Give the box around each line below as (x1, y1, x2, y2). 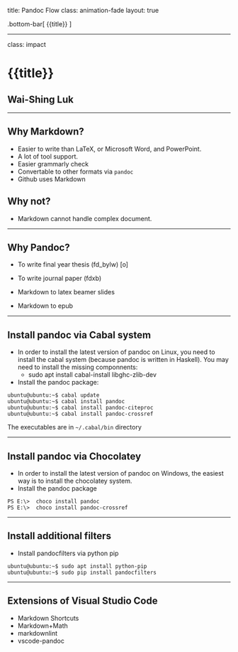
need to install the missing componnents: (17, 363, 138, 372)
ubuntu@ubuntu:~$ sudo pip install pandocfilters (7, 569, 157, 576)
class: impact (7, 41, 46, 48)
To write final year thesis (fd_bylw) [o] (17, 260, 129, 269)
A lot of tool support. (17, 152, 79, 161)
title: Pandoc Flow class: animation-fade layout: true (7, 6, 159, 14)
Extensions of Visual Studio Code (7, 595, 158, 607)
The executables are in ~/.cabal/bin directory (7, 423, 142, 432)
